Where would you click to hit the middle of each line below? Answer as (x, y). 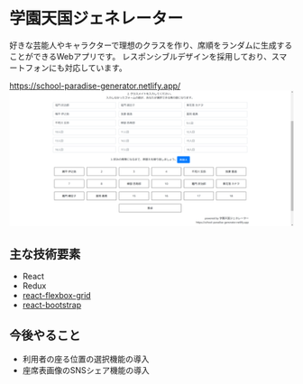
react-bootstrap (52, 305)
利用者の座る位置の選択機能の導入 (86, 359)
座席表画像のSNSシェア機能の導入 (86, 370)
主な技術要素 (45, 254)
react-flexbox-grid (57, 295)
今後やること (45, 336)
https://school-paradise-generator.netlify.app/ (95, 86)
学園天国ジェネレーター (96, 18)
